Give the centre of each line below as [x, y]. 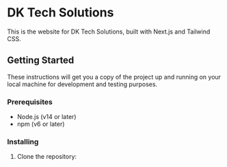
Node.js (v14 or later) [46, 117]
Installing [23, 142]
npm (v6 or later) [41, 124]
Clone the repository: [47, 157]
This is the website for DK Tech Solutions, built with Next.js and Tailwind [109, 31]
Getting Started [41, 61]
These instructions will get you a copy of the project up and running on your [114, 77]
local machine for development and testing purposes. [82, 84]
